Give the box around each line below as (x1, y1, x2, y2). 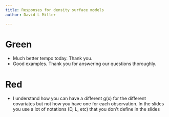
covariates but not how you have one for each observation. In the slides (12, 101, 164, 107)
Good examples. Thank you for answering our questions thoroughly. (12, 61, 157, 67)
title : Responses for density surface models (5, 7, 104, 13)
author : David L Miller (5, 12, 56, 17)
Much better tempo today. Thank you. (12, 55, 93, 62)
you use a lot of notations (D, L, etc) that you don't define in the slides (12, 106, 160, 112)
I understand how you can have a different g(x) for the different (12, 95, 146, 102)
